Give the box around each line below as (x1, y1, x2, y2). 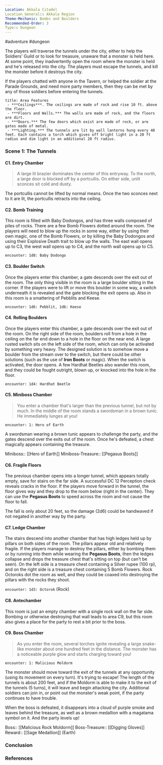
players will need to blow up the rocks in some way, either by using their (5, 228, 149, 234)
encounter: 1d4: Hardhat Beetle (5, 382, 70, 386)
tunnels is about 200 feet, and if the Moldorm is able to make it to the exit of (5, 679, 157, 685)
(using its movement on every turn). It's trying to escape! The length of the (5, 674, 154, 680)
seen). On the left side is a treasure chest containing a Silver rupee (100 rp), (5, 562, 157, 567)
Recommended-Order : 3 (5, 20, 49, 26)
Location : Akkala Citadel (5, 7, 57, 12)
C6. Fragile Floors (5, 462, 41, 468)
